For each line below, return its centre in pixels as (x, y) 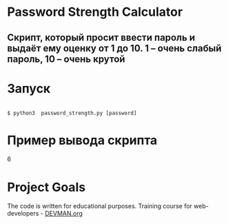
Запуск (29, 89)
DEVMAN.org (63, 214)
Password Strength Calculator (95, 12)
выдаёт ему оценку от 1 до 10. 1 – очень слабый (114, 48)
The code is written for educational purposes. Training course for (100, 206)
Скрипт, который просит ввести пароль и (101, 38)
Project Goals (46, 187)
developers (23, 214)
